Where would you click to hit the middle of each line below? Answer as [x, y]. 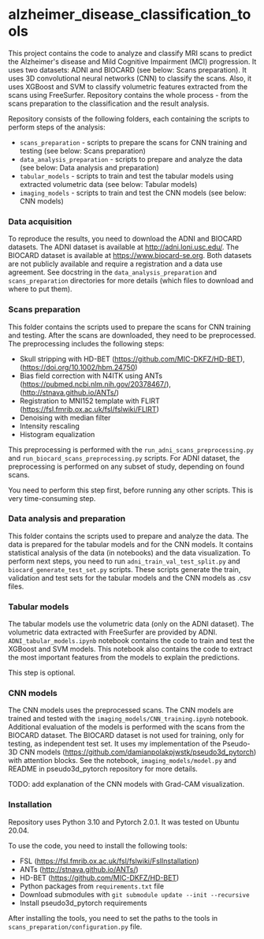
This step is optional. [42, 673]
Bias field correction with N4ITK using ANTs [91, 376]
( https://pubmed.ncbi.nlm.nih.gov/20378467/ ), [95, 383]
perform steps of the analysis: [57, 127]
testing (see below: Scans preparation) [82, 151]
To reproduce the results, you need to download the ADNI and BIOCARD [125, 239]
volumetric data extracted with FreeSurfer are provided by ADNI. [113, 632]
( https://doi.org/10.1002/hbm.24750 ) [78, 367]
